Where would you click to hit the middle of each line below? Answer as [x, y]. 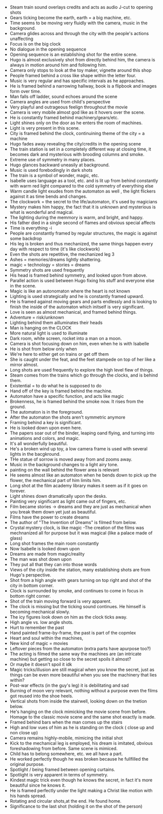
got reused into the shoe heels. [41, 696]
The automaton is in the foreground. [46, 412]
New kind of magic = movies [39, 643]
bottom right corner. [30, 596]
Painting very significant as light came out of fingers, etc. [68, 501]
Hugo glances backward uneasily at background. [60, 165]
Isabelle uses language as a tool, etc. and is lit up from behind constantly [84, 181]
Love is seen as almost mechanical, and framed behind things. [73, 312]
